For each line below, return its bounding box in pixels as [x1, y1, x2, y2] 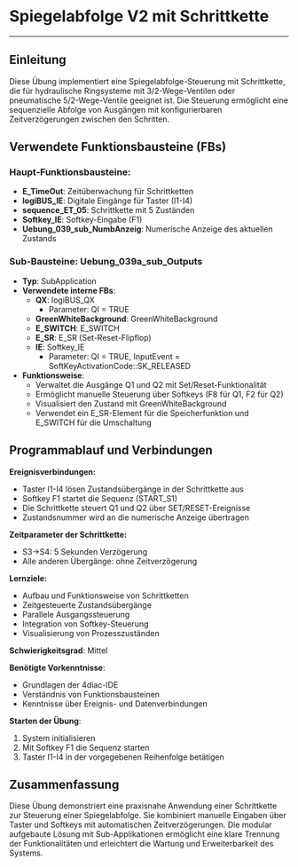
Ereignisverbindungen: [9, 466, 96, 477]
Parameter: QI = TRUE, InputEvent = [48, 351, 180, 361]
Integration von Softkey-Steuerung [21, 619, 149, 629]
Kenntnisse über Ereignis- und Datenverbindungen [21, 698, 208, 709]
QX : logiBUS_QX [35, 295, 95, 305]
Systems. [9, 847, 43, 858]
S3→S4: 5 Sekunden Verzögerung [21, 546, 148, 556]
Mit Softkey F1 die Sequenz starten [21, 742, 150, 753]
